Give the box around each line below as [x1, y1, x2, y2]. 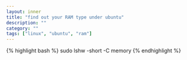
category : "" [6, 25, 39, 31]
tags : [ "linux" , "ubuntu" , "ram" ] [6, 31, 93, 37]
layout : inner [6, 8, 42, 15]
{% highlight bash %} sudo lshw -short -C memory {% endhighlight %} [6, 47, 181, 54]
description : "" [6, 20, 47, 26]
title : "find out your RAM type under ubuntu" [6, 14, 124, 20]
